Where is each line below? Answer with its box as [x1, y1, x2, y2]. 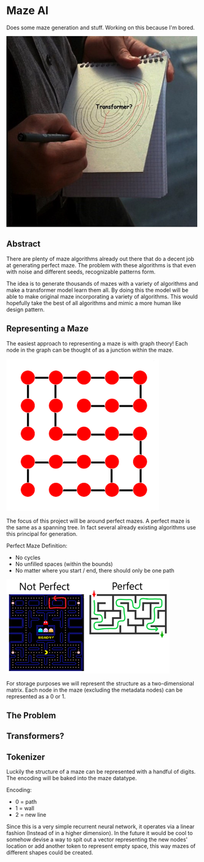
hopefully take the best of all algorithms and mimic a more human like [6, 299, 181, 306]
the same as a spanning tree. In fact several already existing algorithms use [6, 523, 197, 531]
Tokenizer [6, 752, 45, 762]
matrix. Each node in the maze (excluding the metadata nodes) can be [6, 686, 183, 694]
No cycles [15, 554, 41, 561]
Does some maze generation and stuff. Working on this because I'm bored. [6, 24, 195, 31]
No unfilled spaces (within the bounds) [15, 560, 113, 568]
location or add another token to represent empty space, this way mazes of [6, 842, 196, 850]
